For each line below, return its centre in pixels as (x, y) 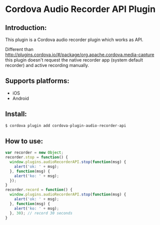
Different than (19, 49)
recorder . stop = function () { (37, 157)
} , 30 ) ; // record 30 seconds (41, 213)
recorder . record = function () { (39, 190)
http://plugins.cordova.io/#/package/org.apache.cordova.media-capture (80, 54)
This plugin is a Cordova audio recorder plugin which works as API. (74, 39)
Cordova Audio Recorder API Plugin (80, 9)
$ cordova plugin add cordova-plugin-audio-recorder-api (66, 125)
